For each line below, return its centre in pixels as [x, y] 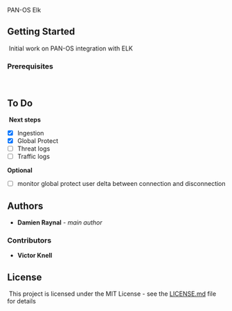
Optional [20, 170]
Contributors [29, 240]
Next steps [25, 120]
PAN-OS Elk [24, 10]
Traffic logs [34, 157]
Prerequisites [30, 66]
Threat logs [34, 149]
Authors [25, 206]
